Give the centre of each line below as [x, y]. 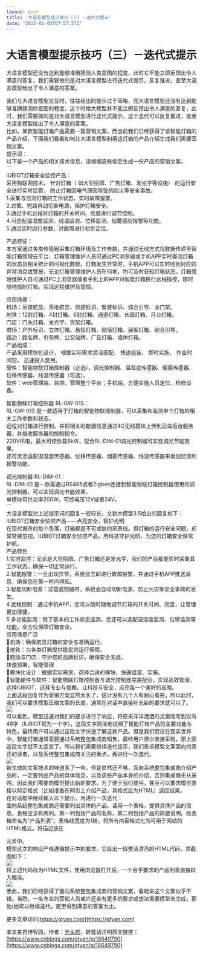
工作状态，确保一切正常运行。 [43, 566]
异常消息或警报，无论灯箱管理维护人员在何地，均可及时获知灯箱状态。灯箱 [99, 272]
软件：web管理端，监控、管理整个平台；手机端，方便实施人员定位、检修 [96, 383]
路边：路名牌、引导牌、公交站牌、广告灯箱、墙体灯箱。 [75, 337]
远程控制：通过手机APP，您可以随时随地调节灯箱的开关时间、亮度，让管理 [104, 604]
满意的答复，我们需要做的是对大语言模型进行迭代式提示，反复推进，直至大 [99, 81]
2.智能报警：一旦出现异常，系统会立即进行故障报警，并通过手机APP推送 [96, 574]
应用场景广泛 [22, 635]
